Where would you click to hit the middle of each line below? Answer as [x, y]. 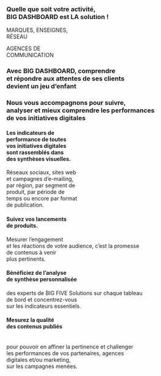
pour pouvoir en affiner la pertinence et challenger [70, 347]
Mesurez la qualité [30, 320]
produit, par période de [36, 192]
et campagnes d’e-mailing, [40, 179]
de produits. [22, 225]
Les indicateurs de [31, 132]
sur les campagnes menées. [42, 366]
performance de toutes [36, 139]
